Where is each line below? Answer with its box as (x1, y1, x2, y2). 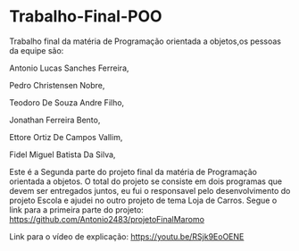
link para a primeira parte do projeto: (9, 204, 145, 215)
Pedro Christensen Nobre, (9, 79, 105, 90)
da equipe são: (9, 45, 64, 55)
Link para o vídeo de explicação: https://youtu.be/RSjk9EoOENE (9, 230, 245, 242)
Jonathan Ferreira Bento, (9, 114, 101, 125)
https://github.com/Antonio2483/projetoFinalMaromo (9, 213, 205, 224)
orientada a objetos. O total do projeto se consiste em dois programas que (9, 176, 283, 187)
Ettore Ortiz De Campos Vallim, (9, 131, 123, 142)
